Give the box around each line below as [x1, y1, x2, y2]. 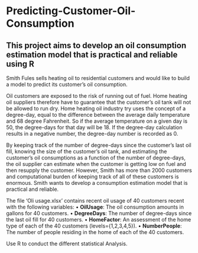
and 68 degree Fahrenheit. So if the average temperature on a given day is [6, 117, 188, 124]
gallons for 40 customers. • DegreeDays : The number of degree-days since [6, 210, 192, 217]
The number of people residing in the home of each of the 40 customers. [6, 229, 184, 235]
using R [6, 59, 34, 69]
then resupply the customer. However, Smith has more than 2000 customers [6, 167, 192, 174]
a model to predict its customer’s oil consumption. [6, 81, 128, 88]
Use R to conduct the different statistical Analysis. [6, 240, 128, 247]
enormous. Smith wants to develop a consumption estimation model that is [6, 180, 188, 186]
